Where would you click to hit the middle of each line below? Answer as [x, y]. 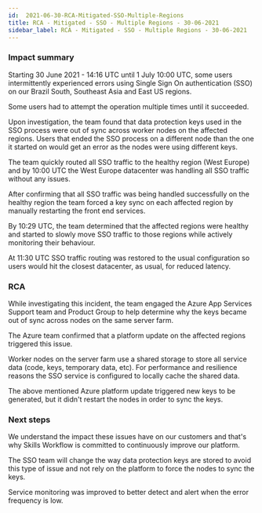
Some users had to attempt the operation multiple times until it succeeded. [129, 106]
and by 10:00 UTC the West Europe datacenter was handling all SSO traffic [129, 170]
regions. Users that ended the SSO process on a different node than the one [131, 138]
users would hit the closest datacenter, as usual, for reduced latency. [120, 266]
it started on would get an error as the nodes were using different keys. [123, 147]
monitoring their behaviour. [52, 242]
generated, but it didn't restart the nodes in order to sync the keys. [116, 399]
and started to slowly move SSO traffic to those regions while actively [120, 234]
